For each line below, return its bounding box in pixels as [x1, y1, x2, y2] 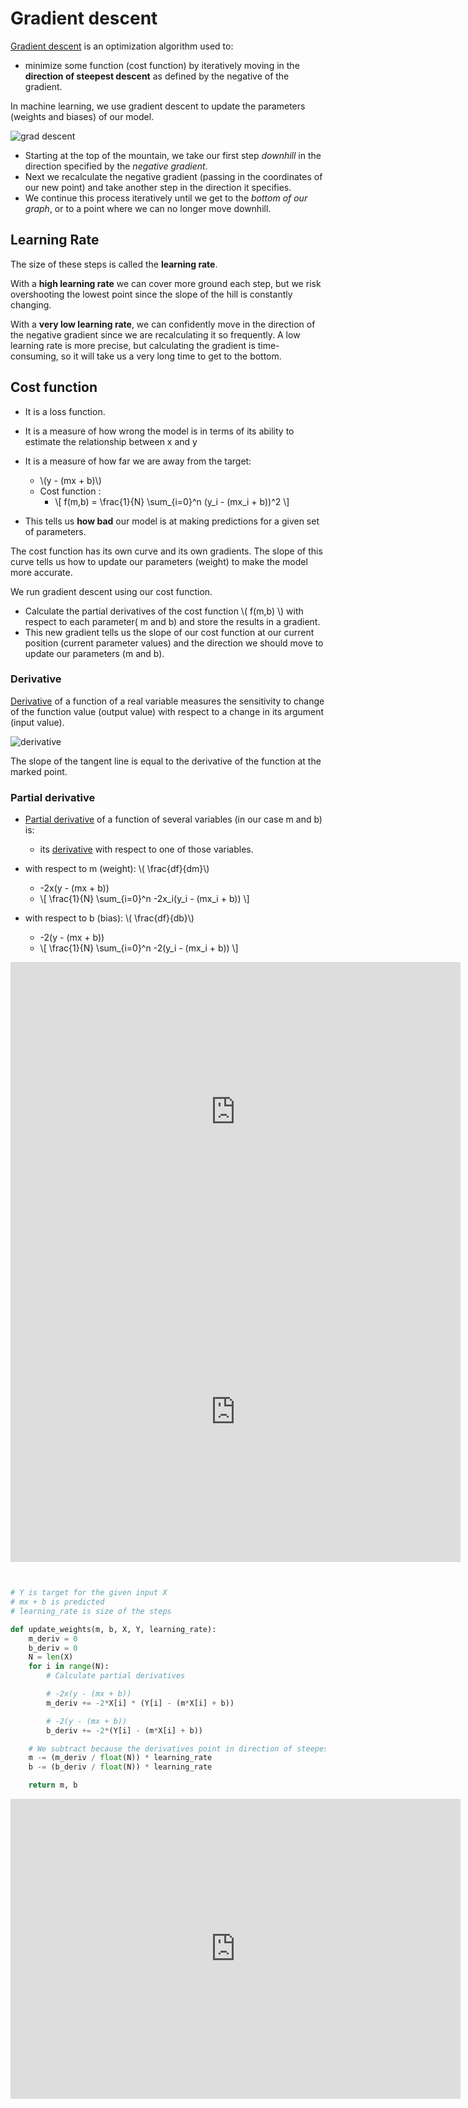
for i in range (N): [28, 1662, 110, 1672]
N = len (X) [28, 1652, 74, 1662]
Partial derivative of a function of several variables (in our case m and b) [24, 813, 323, 826]
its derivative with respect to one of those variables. [39, 843, 254, 856]
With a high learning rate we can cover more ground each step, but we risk [10, 277, 322, 289]
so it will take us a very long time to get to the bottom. [60, 350, 282, 362]
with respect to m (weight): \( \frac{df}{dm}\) [24, 863, 210, 875]
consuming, [10, 350, 59, 362]
